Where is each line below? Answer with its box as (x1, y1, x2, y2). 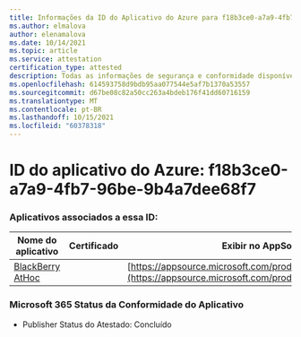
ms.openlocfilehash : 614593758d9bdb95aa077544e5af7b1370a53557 (9, 80, 251, 89)
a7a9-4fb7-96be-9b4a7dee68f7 (9, 179, 257, 200)
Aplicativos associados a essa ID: (9, 212, 159, 224)
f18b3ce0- (208, 160, 288, 180)
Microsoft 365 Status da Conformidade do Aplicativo (9, 298, 245, 311)
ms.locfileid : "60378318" (9, 122, 106, 131)
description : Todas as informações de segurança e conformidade (9, 72, 254, 81)
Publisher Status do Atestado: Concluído (21, 319, 172, 330)
